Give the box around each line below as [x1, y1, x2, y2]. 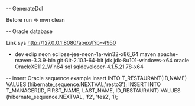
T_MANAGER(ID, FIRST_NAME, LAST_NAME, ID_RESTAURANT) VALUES [6, 87, 181, 94]
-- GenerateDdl [6, 5, 43, 12]
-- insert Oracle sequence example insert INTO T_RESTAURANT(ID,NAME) [6, 75, 187, 81]
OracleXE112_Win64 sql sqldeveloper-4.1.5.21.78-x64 [14, 63, 144, 70]
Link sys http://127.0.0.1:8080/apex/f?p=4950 [6, 39, 116, 46]
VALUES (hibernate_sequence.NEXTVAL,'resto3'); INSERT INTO [6, 81, 161, 88]
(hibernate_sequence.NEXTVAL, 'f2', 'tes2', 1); [6, 94, 118, 100]
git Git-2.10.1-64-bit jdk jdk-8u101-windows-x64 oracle [57, 57, 190, 64]
